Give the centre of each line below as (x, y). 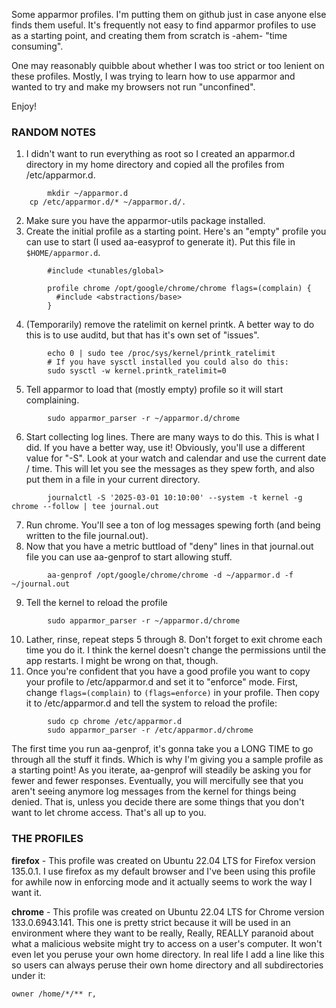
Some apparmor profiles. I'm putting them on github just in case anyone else (169, 14)
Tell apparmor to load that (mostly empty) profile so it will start (154, 390)
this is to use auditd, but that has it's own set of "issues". (142, 335)
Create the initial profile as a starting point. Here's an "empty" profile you (176, 231)
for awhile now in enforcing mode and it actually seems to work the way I (162, 881)
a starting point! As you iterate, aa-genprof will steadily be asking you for (161, 770)
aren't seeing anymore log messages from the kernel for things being (154, 791)
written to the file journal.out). (87, 536)
